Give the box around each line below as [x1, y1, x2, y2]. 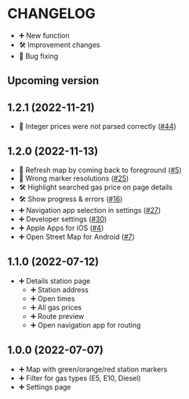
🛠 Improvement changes [18, 40, 100, 49]
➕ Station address [30, 284, 89, 295]
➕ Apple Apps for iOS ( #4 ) [18, 223, 104, 232]
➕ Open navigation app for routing [30, 320, 141, 330]
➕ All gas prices [30, 302, 82, 312]
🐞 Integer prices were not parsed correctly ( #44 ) [18, 122, 177, 131]
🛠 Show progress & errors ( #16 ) [18, 194, 123, 203]
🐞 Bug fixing [18, 51, 59, 60]
